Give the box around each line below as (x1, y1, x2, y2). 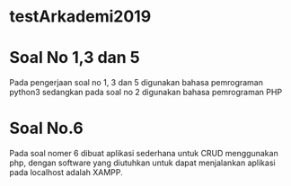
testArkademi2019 (9, 6, 152, 27)
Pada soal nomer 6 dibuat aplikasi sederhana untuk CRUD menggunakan (9, 148, 278, 159)
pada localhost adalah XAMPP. (9, 167, 123, 178)
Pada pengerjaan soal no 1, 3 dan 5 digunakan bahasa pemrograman (9, 77, 263, 88)
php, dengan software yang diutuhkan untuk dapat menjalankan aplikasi (9, 157, 276, 168)
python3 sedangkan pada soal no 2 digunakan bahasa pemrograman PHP (9, 87, 283, 98)
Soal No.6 (9, 119, 84, 138)
